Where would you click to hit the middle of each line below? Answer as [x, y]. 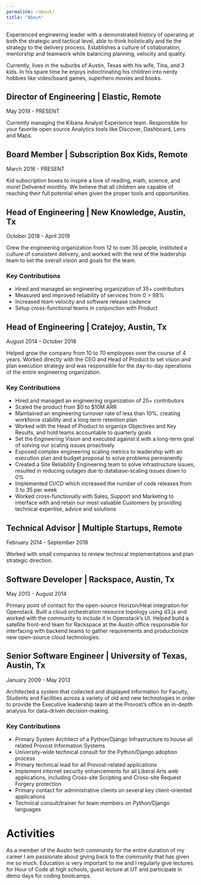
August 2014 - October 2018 [41, 341]
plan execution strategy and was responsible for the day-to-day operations [99, 366]
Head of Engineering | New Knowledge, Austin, [96, 212]
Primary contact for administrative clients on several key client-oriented [103, 790]
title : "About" [25, 17]
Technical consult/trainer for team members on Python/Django [92, 803]
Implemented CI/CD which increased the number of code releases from [103, 484]
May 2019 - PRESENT [33, 111]
